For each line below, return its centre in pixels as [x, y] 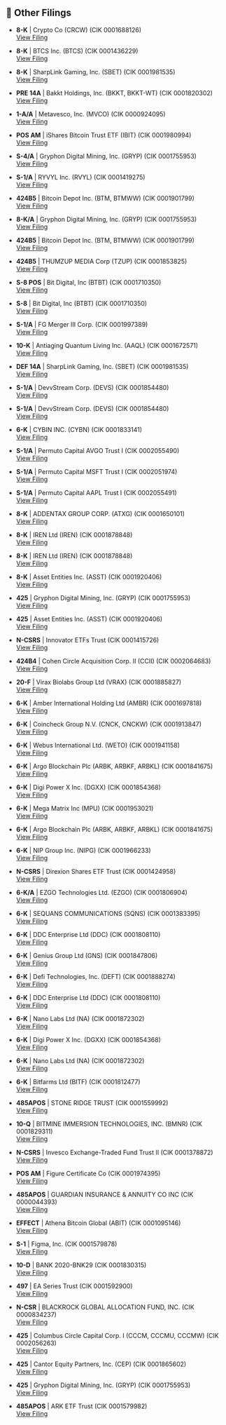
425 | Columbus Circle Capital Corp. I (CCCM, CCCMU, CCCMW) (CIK [117, 1335]
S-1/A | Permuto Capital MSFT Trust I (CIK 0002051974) [97, 471]
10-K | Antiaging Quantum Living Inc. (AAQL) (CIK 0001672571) [107, 345]
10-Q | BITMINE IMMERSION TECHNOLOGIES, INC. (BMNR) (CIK [109, 1123]
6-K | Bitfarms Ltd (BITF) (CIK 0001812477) [78, 1081]
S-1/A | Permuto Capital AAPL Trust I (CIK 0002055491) [96, 492]
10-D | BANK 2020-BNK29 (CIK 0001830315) [81, 1265]
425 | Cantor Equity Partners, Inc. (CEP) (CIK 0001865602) [101, 1364]
